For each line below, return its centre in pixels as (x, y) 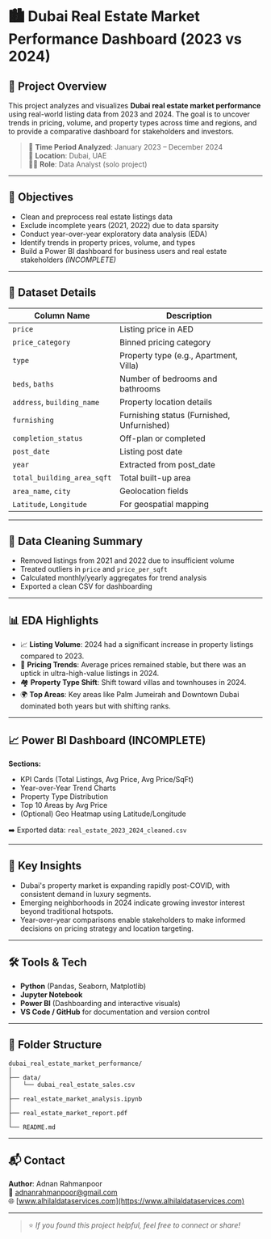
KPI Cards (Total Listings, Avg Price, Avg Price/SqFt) (107, 780)
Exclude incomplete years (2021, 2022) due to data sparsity (119, 225)
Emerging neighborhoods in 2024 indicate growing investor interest (132, 903)
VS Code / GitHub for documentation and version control (115, 1012)
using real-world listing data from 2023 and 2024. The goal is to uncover (129, 114)
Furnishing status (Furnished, (175, 415)
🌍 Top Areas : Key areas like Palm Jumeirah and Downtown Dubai (129, 695)
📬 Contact (37, 1160)
